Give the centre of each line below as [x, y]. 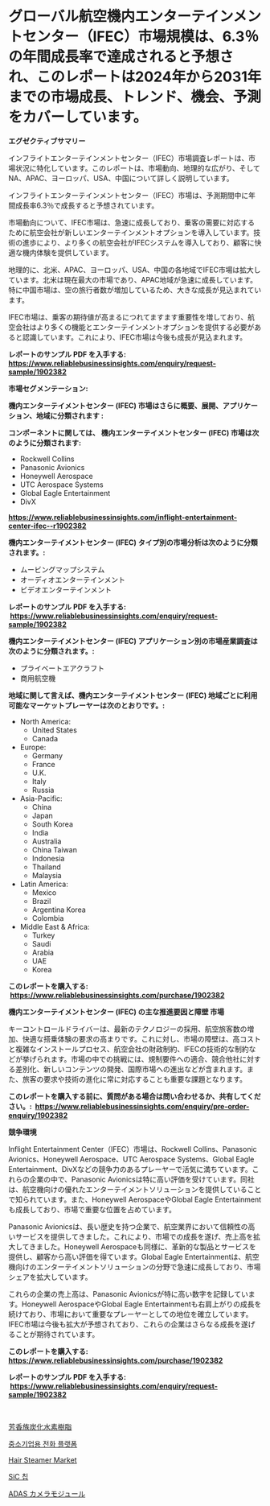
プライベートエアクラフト [62, 668]
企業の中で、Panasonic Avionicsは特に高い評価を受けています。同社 [142, 1179]
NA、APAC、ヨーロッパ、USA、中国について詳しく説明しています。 [121, 178]
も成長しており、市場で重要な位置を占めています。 [92, 1209]
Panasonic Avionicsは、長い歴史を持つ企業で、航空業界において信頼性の [128, 1226]
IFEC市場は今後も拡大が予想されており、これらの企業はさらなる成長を [125, 1324]
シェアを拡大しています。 [50, 1277]
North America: [45, 721]
